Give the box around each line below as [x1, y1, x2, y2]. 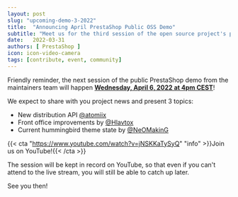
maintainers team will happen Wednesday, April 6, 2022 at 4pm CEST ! [7, 83, 215, 92]
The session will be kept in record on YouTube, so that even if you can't [7, 160, 216, 169]
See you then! [7, 181, 48, 190]
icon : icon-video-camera [7, 50, 81, 57]
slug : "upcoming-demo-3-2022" [7, 17, 97, 24]
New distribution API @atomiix [17, 110, 107, 119]
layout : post [7, 10, 46, 18]
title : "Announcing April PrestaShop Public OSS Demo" [7, 23, 176, 30]
